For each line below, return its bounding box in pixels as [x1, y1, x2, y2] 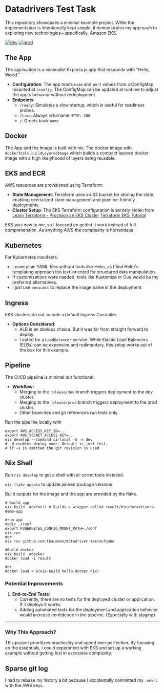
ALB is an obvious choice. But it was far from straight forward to [19, 326, 148, 332]
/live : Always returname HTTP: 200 [19, 112, 91, 118]
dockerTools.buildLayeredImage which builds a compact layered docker [5, 150, 149, 156]
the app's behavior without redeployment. [12, 91, 97, 97]
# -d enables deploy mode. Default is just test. [5, 441, 108, 446]
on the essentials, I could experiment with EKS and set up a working [5, 645, 142, 651]
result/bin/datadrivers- [105, 504, 156, 509]
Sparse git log [5, 664, 48, 672]
